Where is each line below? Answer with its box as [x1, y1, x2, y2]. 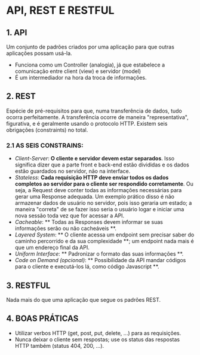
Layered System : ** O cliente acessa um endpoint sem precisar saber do [14, 231, 195, 238]
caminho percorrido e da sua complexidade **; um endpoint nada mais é [14, 238, 194, 245]
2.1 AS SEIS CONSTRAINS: [6, 141, 84, 150]
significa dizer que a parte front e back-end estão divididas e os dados [14, 161, 189, 168]
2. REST [6, 91, 36, 102]
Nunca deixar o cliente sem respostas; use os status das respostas [14, 336, 180, 343]
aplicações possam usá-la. [6, 50, 73, 57]
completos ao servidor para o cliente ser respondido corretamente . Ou [14, 180, 194, 187]
